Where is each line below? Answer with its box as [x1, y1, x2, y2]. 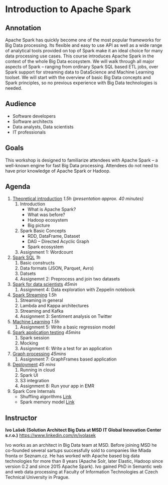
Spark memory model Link [20, 399, 75, 405]
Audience [5, 100, 37, 108]
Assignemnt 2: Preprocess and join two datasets [20, 276, 120, 282]
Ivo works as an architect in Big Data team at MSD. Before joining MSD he [5, 442, 157, 448]
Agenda [5, 182, 31, 191]
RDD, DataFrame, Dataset [27, 233, 80, 239]
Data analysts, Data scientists [12, 123, 74, 129]
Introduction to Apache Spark [5, 4, 131, 15]
